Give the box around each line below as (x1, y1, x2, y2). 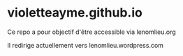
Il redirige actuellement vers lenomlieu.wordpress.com (7, 41, 164, 49)
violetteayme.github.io (7, 5, 143, 21)
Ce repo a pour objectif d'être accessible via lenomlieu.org (7, 28, 176, 36)
